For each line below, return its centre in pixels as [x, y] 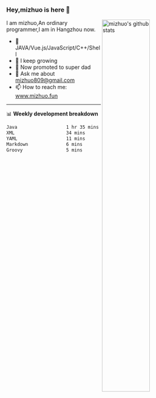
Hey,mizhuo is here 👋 [38, 10]
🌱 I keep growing [36, 61]
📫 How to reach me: [41, 87]
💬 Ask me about [35, 74]
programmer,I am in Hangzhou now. [51, 29]
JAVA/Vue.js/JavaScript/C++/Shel [57, 48]
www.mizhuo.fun [36, 96]
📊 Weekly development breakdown [52, 114]
